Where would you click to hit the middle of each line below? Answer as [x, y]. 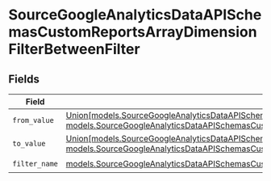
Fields [24, 79]
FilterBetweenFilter [74, 49]
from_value [33, 120]
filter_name [35, 164]
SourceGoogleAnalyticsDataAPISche [135, 15]
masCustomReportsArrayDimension [133, 32]
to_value [29, 143]
